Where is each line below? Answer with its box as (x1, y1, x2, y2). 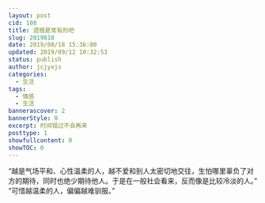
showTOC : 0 (8, 144, 44, 152)
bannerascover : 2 (8, 107, 66, 115)
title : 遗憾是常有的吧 (8, 26, 75, 34)
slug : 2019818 (8, 33, 55, 42)
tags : (8, 85, 26, 93)
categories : (8, 70, 47, 78)
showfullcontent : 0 (8, 136, 73, 145)
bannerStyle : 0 (8, 115, 59, 122)
